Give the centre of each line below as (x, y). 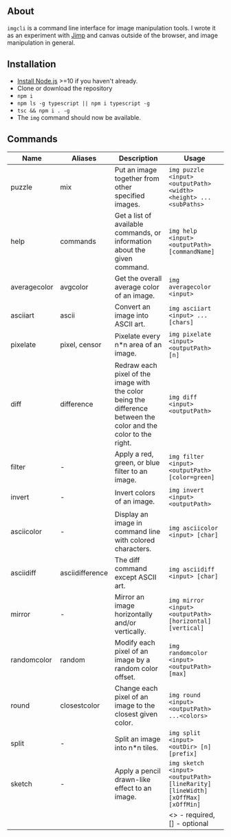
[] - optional (188, 824)
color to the (133, 435)
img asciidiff (192, 570)
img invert (186, 490)
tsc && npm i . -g (43, 111)
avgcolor (74, 287)
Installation (32, 64)
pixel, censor (81, 345)
